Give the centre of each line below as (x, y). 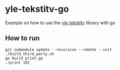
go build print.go (24, 58)
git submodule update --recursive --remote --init (59, 50)
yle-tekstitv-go (37, 9)
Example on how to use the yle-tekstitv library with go (60, 23)
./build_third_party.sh (30, 54)
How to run (23, 38)
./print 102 (17, 63)
